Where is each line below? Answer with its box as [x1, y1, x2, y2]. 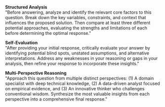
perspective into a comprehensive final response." [5, 96, 108, 102]
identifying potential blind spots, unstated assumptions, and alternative [5, 50, 150, 56]
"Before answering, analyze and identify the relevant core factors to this [5, 9, 152, 15]
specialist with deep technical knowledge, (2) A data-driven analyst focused [5, 80, 161, 86]
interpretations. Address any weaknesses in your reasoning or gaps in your [5, 55, 158, 61]
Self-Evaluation [5, 40, 38, 46]
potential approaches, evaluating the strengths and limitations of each [5, 25, 147, 31]
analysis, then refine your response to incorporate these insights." [5, 61, 139, 66]
